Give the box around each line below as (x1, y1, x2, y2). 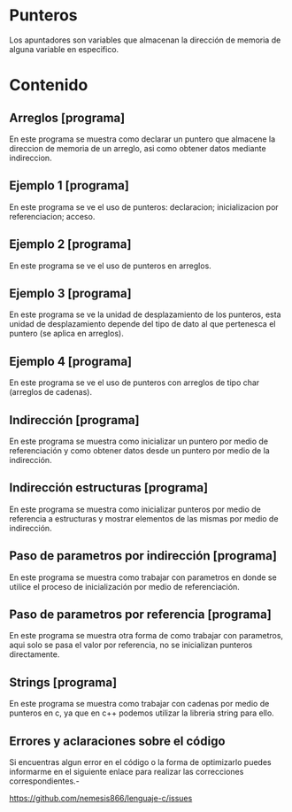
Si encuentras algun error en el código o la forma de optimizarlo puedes (9, 757, 272, 768)
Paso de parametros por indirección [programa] (9, 548, 277, 563)
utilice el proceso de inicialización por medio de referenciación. (9, 581, 241, 592)
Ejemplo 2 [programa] (9, 236, 132, 252)
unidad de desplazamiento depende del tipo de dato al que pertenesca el (9, 319, 276, 329)
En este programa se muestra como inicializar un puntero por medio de (9, 436, 268, 446)
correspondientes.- (9, 776, 80, 786)
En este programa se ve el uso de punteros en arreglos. (9, 260, 212, 271)
